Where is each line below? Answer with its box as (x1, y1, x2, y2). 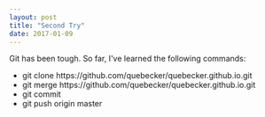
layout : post (9, 12, 58, 22)
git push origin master (21, 99, 103, 109)
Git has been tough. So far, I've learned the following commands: (9, 54, 246, 64)
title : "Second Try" (9, 21, 86, 30)
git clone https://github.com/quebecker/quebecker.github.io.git (21, 70, 253, 81)
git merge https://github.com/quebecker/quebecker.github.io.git (21, 80, 256, 91)
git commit (21, 89, 62, 99)
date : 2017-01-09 (9, 29, 74, 38)
